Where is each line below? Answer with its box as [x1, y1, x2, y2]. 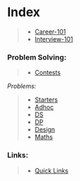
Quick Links [34, 166, 69, 175]
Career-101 [34, 27, 66, 36]
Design [34, 126, 56, 134]
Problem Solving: [7, 52, 67, 62]
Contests [34, 68, 61, 77]
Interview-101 [34, 34, 74, 43]
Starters [34, 95, 58, 104]
